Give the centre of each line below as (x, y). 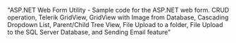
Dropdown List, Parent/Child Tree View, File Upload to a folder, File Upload (115, 25)
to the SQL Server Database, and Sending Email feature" (89, 32)
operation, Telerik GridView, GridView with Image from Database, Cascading (118, 17)
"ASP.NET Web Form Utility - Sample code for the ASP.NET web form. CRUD (118, 10)
